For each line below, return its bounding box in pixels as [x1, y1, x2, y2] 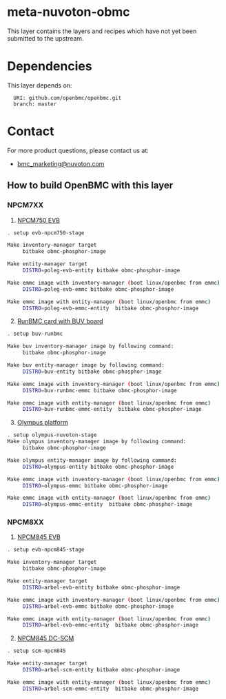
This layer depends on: [7, 81, 72, 90]
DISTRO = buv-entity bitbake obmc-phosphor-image [22, 368, 162, 375]
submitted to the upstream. [7, 34, 84, 42]
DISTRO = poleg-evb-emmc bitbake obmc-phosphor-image [22, 285, 174, 293]
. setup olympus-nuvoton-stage [7, 432, 97, 438]
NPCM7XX [7, 201, 44, 210]
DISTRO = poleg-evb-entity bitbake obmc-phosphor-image [22, 267, 181, 274]
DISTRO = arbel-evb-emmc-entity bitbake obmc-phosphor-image [22, 622, 198, 629]
